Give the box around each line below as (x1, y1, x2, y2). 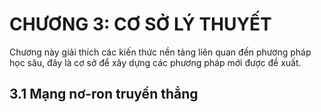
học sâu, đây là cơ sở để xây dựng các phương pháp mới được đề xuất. (9, 56, 302, 68)
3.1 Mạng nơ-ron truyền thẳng (9, 86, 199, 103)
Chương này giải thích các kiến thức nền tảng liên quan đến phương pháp (9, 46, 312, 58)
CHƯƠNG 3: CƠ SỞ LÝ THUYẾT (9, 13, 272, 36)
